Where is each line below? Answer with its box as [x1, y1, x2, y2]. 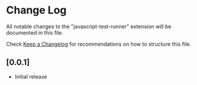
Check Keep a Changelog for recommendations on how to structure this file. [6, 40, 192, 47]
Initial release [14, 73, 47, 80]
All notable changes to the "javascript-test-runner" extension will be [6, 23, 172, 30]
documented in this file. [6, 29, 64, 36]
